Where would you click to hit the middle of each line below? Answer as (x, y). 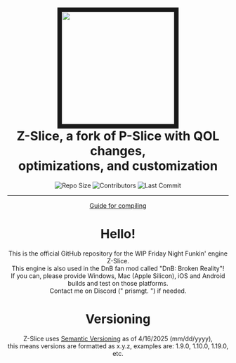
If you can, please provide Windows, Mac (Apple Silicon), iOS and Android (118, 276)
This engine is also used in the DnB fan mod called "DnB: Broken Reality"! (118, 268)
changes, (118, 151)
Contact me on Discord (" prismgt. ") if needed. (118, 291)
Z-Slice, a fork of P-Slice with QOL (118, 136)
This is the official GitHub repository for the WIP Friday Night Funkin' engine (118, 253)
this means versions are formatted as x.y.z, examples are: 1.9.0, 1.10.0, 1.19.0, (118, 346)
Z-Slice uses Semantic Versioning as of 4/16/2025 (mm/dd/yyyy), (118, 338)
